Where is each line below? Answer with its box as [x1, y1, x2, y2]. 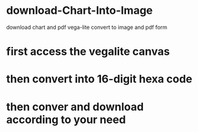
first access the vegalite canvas [6, 45, 170, 58]
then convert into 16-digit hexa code [6, 72, 193, 86]
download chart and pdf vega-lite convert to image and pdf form [6, 24, 168, 31]
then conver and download [6, 100, 144, 113]
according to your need [6, 113, 126, 127]
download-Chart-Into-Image [6, 4, 153, 17]
